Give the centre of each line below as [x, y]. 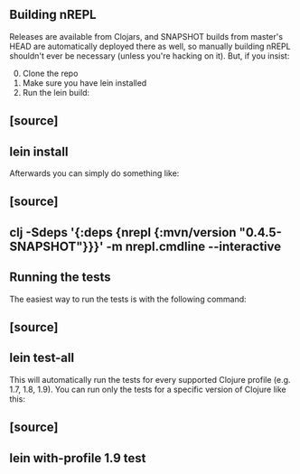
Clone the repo [50, 73]
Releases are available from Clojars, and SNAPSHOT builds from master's [146, 36]
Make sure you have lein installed [84, 83]
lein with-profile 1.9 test [78, 458]
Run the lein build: [56, 92]
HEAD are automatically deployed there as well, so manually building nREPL [150, 46]
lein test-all [42, 358]
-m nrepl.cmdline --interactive [194, 246]
